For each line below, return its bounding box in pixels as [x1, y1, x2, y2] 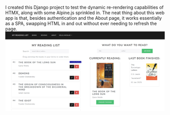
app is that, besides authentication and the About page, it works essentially [5, 15, 162, 21]
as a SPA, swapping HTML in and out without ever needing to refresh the [5, 20, 157, 26]
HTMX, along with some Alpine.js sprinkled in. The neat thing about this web [5, 10, 164, 16]
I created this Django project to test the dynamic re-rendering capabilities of [5, 5, 164, 10]
